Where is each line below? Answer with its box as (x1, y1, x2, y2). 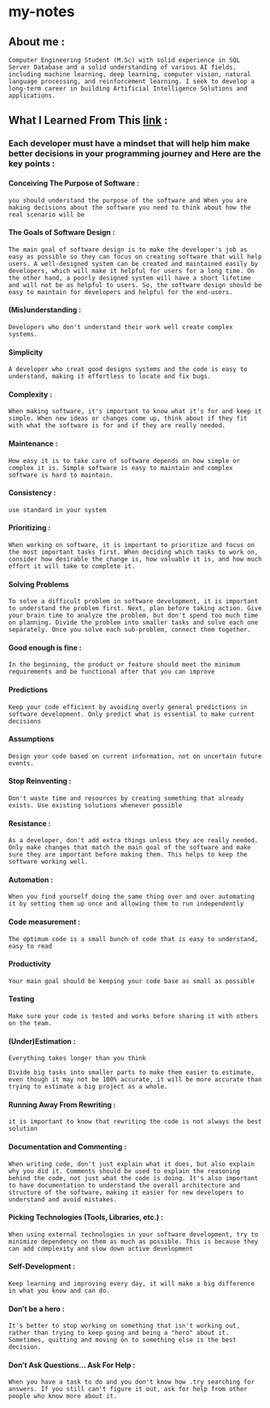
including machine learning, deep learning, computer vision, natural (8, 71, 251, 79)
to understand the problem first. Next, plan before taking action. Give (8, 605, 263, 613)
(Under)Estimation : (8, 1036, 76, 1046)
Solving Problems (8, 579, 70, 589)
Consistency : (8, 488, 57, 498)
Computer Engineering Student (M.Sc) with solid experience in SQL (8, 56, 241, 64)
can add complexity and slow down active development (8, 1244, 194, 1252)
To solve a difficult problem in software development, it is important (8, 597, 259, 606)
